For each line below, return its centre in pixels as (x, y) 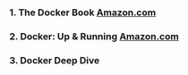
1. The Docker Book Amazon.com (83, 12)
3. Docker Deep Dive (55, 60)
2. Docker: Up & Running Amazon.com (94, 36)
